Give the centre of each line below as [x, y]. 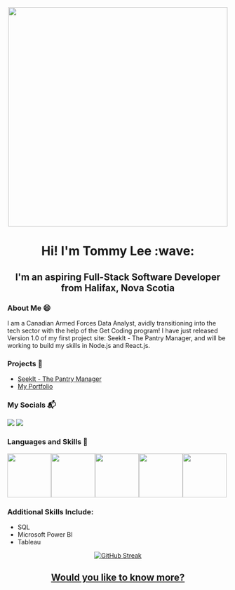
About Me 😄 [29, 308]
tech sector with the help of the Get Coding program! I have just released [113, 330]
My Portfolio [35, 387]
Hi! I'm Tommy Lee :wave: [118, 251]
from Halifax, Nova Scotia [118, 288]
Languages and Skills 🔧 [48, 442]
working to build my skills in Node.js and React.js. [79, 345]
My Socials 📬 [32, 405]
